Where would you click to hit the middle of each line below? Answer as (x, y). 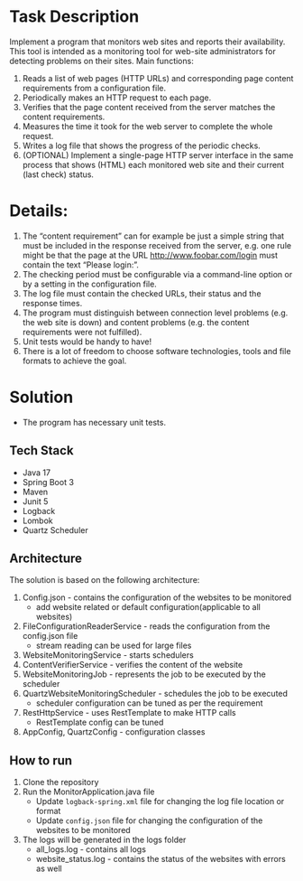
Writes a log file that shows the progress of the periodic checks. (142, 145)
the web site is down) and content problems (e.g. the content (136, 322)
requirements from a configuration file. (94, 88)
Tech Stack (41, 450)
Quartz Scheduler (55, 530)
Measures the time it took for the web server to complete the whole (147, 126)
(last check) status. (58, 174)
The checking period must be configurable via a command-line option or (157, 274)
